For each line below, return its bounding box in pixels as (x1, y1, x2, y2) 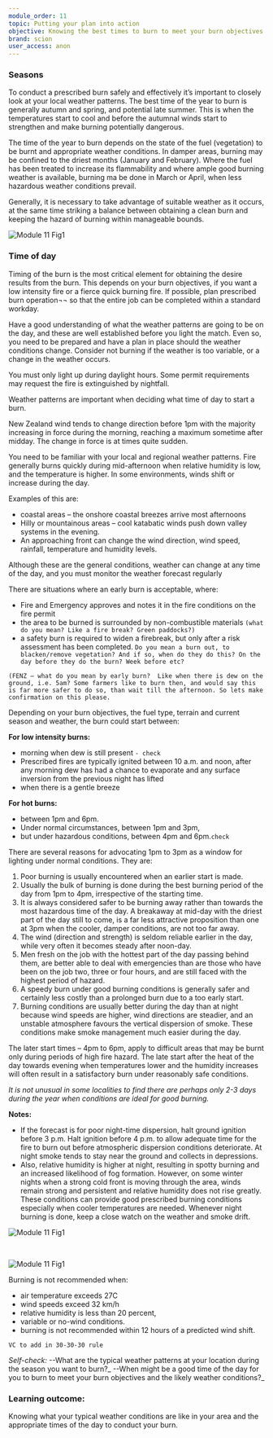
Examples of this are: (8, 494, 79, 504)
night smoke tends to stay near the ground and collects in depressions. (19, 1150, 258, 1161)
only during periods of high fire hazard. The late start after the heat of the (8, 1052, 254, 1062)
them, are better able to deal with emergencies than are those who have (19, 958, 262, 968)
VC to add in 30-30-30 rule (8, 1341, 104, 1349)
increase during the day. (8, 477, 90, 487)
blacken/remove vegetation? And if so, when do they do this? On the (19, 650, 262, 658)
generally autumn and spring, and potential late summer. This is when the (8, 105, 254, 115)
